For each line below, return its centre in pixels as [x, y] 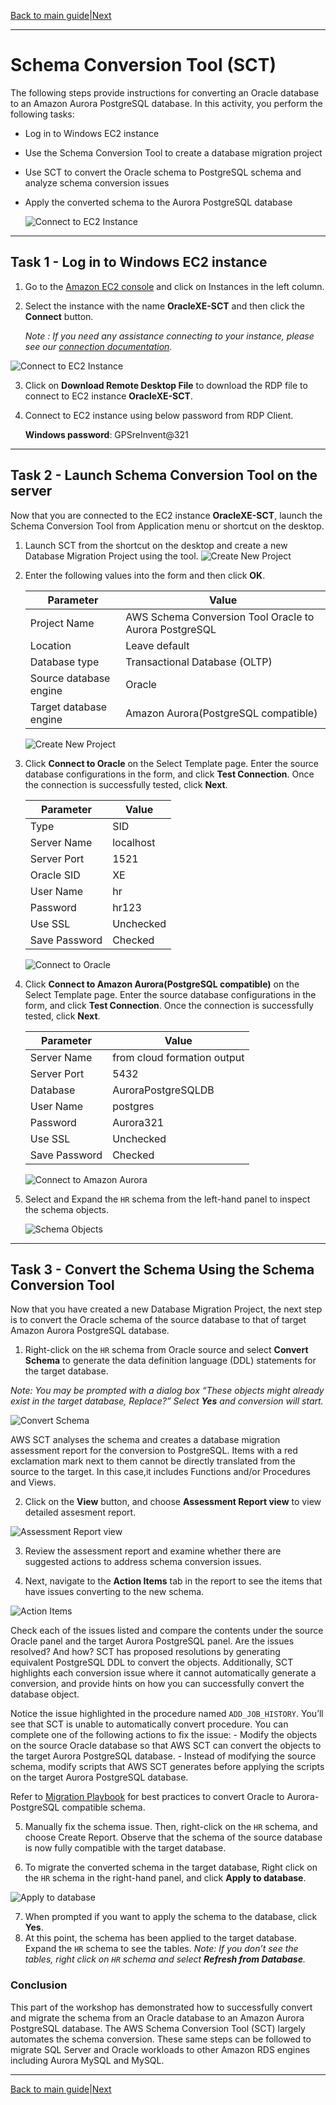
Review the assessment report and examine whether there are [153, 1551]
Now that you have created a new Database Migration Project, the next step [166, 1309]
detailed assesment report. [80, 1512]
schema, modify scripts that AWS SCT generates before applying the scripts [167, 1767]
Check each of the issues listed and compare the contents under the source [167, 1631]
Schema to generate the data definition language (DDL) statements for [170, 1361]
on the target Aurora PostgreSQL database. [99, 1777]
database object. [45, 1694]
